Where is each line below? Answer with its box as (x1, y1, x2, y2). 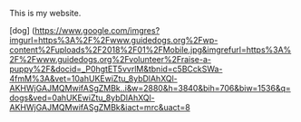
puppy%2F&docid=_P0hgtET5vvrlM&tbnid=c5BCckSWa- (9, 63, 223, 74)
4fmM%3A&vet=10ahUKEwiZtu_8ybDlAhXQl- (9, 73, 179, 84)
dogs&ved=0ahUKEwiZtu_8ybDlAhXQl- (9, 92, 156, 103)
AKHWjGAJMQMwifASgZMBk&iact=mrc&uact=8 (9, 102, 190, 112)
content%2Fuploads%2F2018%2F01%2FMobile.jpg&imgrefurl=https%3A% (9, 44, 292, 55)
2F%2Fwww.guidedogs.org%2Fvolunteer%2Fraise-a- (9, 54, 211, 64)
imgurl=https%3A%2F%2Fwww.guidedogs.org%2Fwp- (9, 35, 218, 45)
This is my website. (9, 8, 82, 18)
